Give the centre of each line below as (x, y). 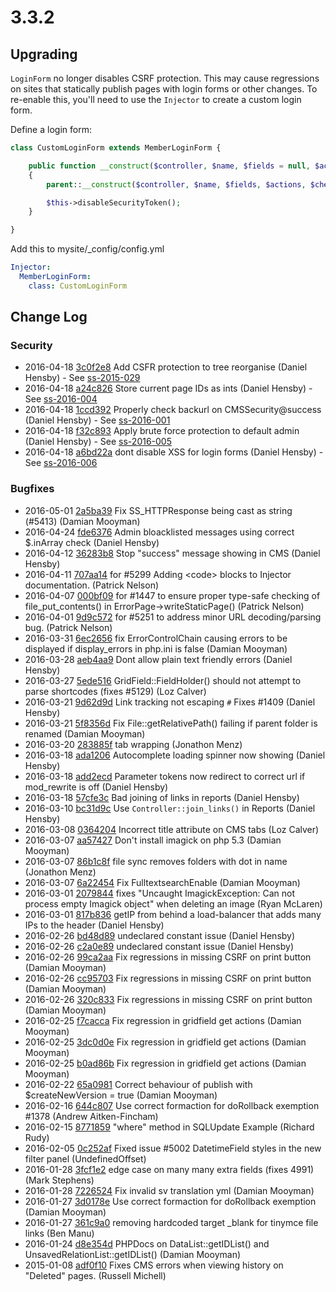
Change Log (49, 317)
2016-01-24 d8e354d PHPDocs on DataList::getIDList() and (147, 1243)
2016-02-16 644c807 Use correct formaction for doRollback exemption (172, 1105)
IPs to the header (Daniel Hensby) (94, 925)
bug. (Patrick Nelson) (68, 627)
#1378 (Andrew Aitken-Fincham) (91, 1116)
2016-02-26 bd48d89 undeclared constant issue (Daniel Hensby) (160, 935)
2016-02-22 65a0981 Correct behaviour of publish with (138, 1084)
